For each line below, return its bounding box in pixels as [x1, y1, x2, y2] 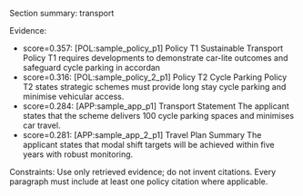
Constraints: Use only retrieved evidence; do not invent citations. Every [9, 167, 277, 177]
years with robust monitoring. [22, 149, 134, 160]
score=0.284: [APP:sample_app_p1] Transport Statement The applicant [22, 101, 289, 112]
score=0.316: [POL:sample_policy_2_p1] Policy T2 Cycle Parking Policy [22, 72, 288, 83]
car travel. [22, 120, 61, 131]
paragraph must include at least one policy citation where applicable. [9, 176, 268, 187]
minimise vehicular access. [22, 91, 125, 102]
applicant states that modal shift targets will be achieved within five [22, 140, 275, 150]
